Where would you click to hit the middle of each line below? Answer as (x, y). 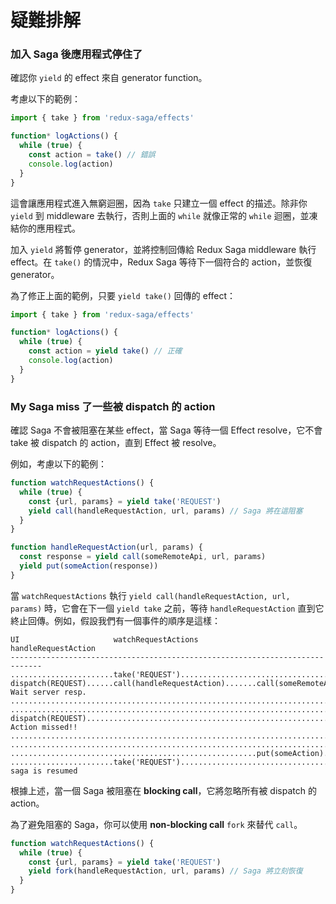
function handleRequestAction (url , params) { (106, 547)
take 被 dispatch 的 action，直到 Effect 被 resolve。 (116, 443)
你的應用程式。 (49, 228)
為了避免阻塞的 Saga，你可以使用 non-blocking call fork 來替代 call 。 (156, 824)
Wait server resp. (48, 692)
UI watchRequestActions (104, 639)
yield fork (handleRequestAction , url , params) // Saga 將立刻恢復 (165, 871)
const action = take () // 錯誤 (92, 155)
